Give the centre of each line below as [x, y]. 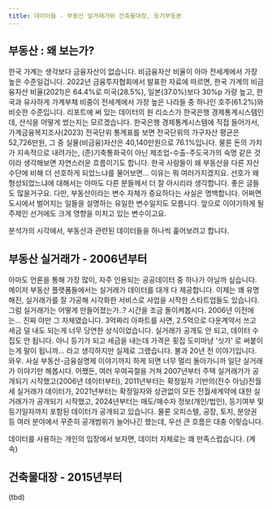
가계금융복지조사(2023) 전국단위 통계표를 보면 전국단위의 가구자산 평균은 [124, 133]
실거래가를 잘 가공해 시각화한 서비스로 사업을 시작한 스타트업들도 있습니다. [142, 300]
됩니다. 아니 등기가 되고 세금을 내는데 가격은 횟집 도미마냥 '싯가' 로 [137, 340]
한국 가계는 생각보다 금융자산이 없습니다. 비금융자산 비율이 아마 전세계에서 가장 [133, 72]
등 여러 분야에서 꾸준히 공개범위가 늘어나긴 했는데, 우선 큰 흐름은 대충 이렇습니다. [136, 421]
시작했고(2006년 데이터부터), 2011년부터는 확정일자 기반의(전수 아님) [139, 381]
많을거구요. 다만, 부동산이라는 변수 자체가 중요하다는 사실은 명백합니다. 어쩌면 [139, 193]
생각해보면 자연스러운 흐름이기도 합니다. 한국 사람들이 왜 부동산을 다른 [134, 163]
